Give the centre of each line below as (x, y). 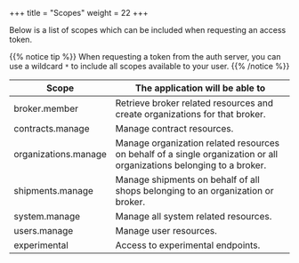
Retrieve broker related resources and (194, 103)
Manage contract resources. (174, 128)
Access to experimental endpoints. (188, 245)
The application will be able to (200, 88)
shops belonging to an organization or (194, 191)
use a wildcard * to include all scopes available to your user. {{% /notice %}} (149, 66)
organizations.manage (60, 154)
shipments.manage (53, 191)
